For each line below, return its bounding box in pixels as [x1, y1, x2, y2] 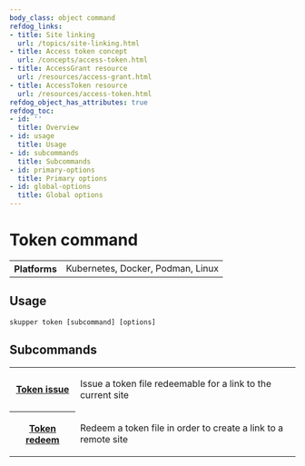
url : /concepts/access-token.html [17, 55, 148, 64]
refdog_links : [9, 22, 64, 31]
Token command [9, 230, 139, 251]
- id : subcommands [9, 148, 79, 157]
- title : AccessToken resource [9, 81, 128, 90]
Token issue [15, 383, 70, 396]
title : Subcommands [17, 156, 92, 166]
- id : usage [9, 132, 54, 141]
